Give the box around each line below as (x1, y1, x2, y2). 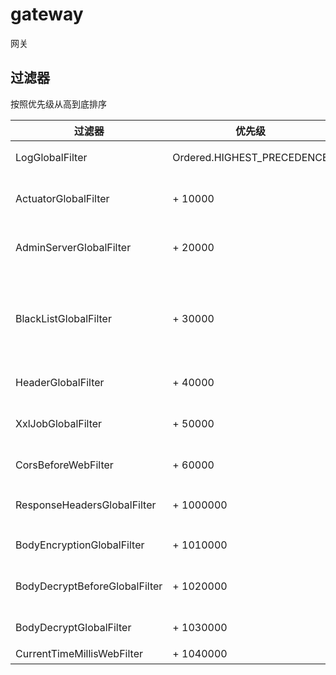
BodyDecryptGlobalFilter (15, 620, 132, 634)
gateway (10, 3, 84, 26)
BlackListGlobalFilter (15, 311, 112, 325)
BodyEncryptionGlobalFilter (15, 538, 145, 552)
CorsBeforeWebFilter (15, 458, 114, 472)
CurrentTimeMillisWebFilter (15, 646, 143, 660)
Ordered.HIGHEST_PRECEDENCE (172, 150, 329, 164)
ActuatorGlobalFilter (15, 191, 110, 205)
